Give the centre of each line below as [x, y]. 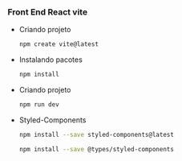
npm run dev [39, 105]
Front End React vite [48, 12]
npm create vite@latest [59, 44]
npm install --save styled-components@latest [96, 134]
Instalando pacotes [51, 60]
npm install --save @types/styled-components [96, 149]
